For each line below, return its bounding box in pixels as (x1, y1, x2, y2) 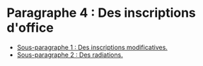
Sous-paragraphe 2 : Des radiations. (16, 51, 123, 59)
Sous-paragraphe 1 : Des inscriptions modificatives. (16, 43, 168, 51)
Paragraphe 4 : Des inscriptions (6, 5, 196, 21)
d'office (6, 20, 54, 36)
